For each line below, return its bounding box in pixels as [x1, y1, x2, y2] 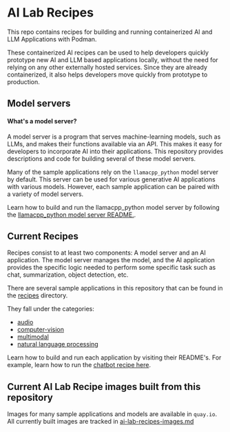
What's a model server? [7, 117, 77, 125]
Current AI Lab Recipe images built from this [7, 381, 201, 393]
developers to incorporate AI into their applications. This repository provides [7, 147, 224, 155]
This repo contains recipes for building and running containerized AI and [7, 28, 213, 36]
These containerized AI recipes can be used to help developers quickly [7, 48, 209, 57]
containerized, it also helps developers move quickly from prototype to [7, 70, 208, 79]
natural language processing [17, 340, 98, 348]
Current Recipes [7, 230, 79, 242]
